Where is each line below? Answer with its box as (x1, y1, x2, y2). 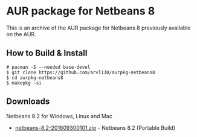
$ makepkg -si (6, 80, 42, 86)
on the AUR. (6, 30, 36, 37)
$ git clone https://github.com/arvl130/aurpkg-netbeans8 (6, 69, 155, 75)
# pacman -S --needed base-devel (6, 64, 91, 70)
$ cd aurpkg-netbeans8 (6, 74, 63, 81)
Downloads (6, 97, 50, 107)
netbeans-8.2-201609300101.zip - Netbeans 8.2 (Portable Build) (15, 124, 176, 131)
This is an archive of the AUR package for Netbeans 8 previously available (6, 24, 191, 31)
